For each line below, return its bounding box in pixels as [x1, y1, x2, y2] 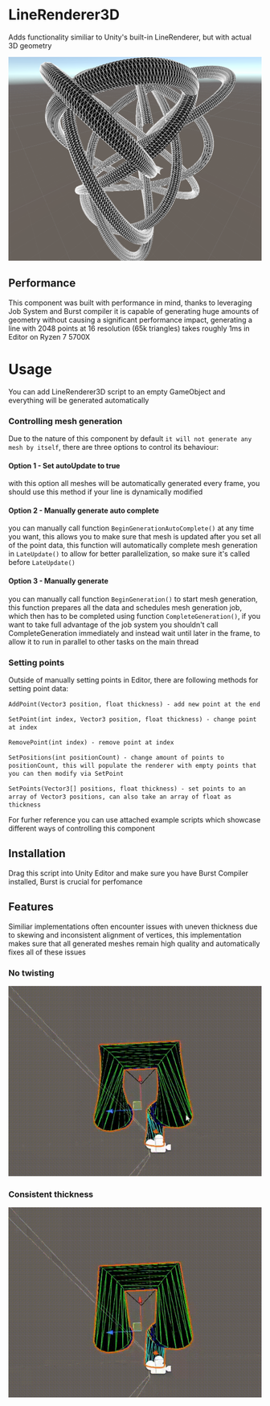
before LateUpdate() [8, 558, 76, 567]
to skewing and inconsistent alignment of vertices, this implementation [8, 930, 242, 939]
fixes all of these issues [8, 947, 86, 957]
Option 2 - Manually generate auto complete [8, 505, 159, 515]
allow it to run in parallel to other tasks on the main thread [8, 637, 199, 646]
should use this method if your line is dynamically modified [8, 487, 203, 497]
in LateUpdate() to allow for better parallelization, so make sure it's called [8, 549, 251, 559]
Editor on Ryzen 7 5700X [8, 332, 91, 341]
